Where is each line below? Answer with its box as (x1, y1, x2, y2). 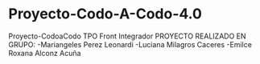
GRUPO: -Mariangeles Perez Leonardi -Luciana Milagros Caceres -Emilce (8, 39, 252, 49)
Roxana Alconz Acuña (8, 48, 81, 58)
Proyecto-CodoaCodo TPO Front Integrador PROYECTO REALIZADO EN (8, 31, 246, 41)
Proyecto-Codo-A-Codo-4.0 (8, 5, 203, 23)
